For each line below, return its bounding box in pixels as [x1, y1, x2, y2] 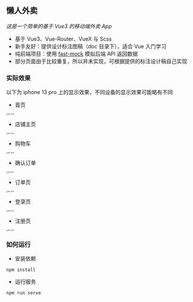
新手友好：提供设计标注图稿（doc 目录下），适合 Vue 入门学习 [14, 42, 167, 49]
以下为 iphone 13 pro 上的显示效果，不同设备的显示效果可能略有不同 [6, 89, 173, 96]
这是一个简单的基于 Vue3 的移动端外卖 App [6, 23, 112, 30]
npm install [6, 267, 36, 273]
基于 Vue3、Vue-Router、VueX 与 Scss [14, 35, 112, 42]
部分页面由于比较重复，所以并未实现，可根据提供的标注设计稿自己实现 [14, 57, 188, 64]
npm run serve [6, 290, 42, 296]
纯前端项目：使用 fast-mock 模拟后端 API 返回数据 [14, 50, 138, 57]
